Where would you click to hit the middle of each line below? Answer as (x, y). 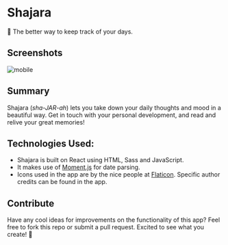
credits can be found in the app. (62, 182)
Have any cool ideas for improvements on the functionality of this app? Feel (114, 220)
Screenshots (35, 53)
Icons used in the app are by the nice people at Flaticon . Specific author (118, 175)
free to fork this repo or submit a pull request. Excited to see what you (105, 227)
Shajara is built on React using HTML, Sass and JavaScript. (100, 160)
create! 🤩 (20, 235)
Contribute (31, 203)
